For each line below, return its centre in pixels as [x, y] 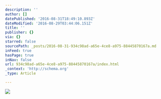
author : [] [16, 14]
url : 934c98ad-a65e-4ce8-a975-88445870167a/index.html [62, 64]
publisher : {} [20, 32]
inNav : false [18, 60]
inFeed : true [18, 50]
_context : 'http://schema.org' [37, 69]
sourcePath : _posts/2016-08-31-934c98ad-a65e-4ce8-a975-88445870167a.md [81, 46]
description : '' [22, 10]
